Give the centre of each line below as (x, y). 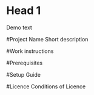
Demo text (19, 27)
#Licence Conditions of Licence (46, 86)
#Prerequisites (25, 63)
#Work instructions (30, 51)
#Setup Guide (24, 74)
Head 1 (24, 11)
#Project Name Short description (47, 39)
